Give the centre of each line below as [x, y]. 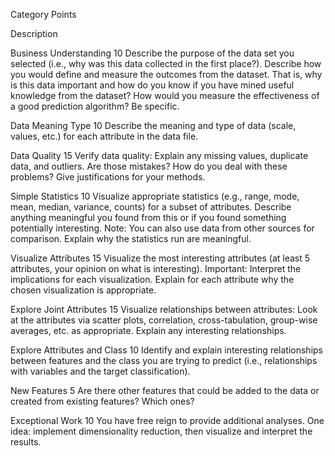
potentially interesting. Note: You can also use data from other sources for [162, 228]
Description [34, 33]
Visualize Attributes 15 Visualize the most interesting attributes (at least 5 [160, 258]
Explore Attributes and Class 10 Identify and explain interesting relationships [166, 350]
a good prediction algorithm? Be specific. [95, 106]
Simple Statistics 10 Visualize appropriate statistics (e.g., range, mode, [155, 196]
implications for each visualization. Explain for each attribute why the [152, 279]
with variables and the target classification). [100, 371]
